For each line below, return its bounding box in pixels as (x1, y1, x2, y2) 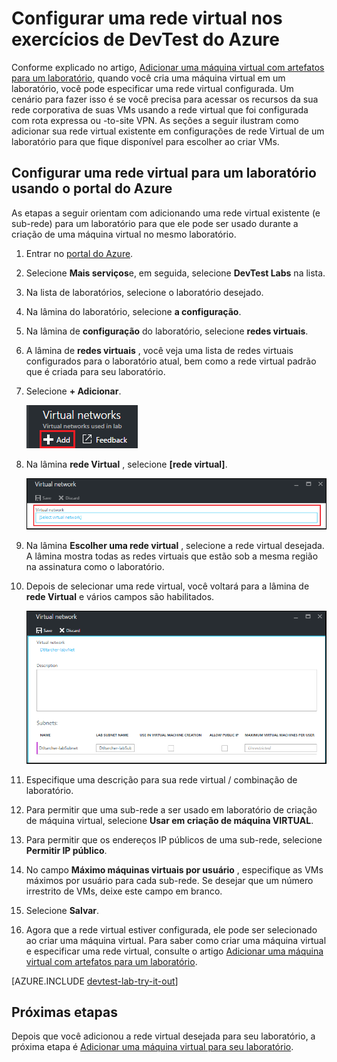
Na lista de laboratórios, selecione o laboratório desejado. (25, 286, 264, 298)
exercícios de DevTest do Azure (11, 28, 280, 51)
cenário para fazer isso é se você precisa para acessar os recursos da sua (11, 93, 319, 105)
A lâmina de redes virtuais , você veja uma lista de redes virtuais (25, 344, 294, 356)
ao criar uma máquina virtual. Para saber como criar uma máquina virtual (25, 934, 327, 946)
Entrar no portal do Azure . (25, 247, 134, 259)
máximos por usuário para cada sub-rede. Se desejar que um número (25, 874, 314, 886)
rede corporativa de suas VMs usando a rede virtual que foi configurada (11, 103, 309, 116)
